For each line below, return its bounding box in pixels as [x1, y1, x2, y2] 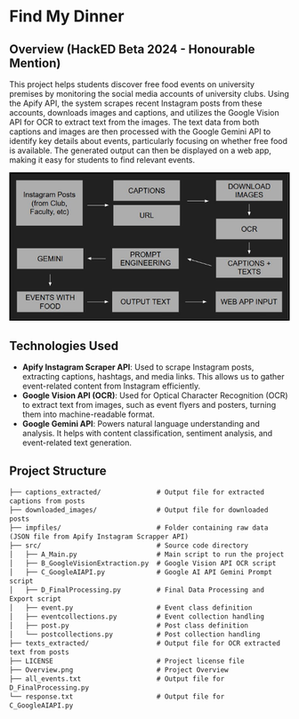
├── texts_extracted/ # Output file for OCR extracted [9, 639, 280, 648]
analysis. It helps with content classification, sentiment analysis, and [21, 428, 273, 439]
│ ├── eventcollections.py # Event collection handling [9, 612, 265, 621]
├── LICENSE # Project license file [9, 657, 245, 666]
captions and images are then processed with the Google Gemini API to [9, 126, 271, 137]
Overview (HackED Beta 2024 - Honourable [9, 42, 255, 57]
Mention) [9, 55, 61, 70]
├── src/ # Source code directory [9, 541, 249, 550]
